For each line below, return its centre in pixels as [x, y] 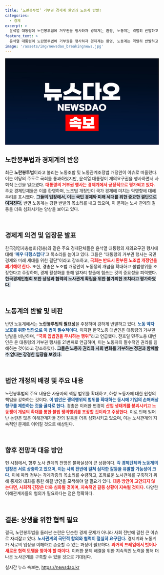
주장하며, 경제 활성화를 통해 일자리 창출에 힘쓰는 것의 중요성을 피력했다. [90, 272]
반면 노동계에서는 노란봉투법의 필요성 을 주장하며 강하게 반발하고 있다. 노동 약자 [80, 324]
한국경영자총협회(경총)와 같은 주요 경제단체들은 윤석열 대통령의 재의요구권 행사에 [82, 248]
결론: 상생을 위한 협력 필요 [42, 520]
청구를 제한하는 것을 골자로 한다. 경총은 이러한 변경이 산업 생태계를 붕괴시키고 [78, 405]
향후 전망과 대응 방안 [34, 450]
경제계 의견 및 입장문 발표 [41, 235]
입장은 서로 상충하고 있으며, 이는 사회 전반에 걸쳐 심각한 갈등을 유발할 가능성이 [78, 469]
